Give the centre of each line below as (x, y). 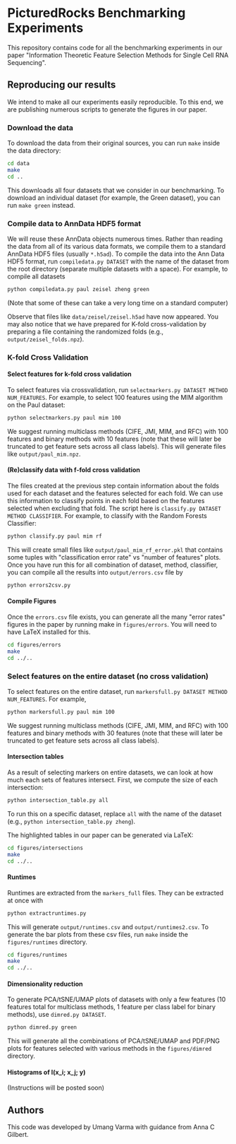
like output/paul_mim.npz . (44, 454)
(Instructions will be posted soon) (56, 1088)
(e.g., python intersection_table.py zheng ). (72, 821)
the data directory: (34, 151)
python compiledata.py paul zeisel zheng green (79, 289)
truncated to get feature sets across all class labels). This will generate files (117, 446)
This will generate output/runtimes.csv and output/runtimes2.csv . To (108, 926)
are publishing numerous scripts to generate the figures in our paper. (107, 109)
